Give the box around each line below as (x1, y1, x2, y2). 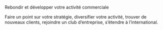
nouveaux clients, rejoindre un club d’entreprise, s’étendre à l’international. (4, 19, 158, 25)
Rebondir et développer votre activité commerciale (4, 4, 109, 10)
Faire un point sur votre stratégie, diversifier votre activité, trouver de (4, 14, 147, 19)
